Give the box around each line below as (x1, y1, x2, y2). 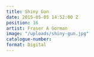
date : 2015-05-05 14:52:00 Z (6, 14, 79, 20)
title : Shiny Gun (6, 8, 49, 15)
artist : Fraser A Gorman (6, 25, 68, 31)
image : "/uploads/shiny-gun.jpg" (6, 31, 89, 37)
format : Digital (6, 42, 46, 48)
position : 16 (6, 20, 39, 26)
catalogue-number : (6, 36, 52, 42)
